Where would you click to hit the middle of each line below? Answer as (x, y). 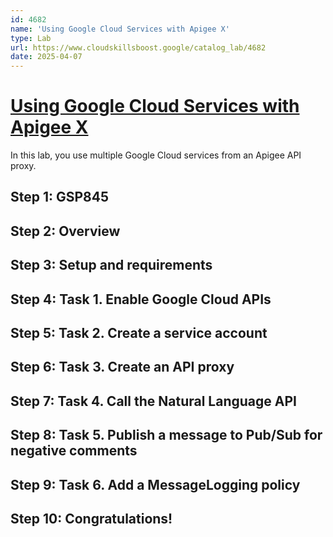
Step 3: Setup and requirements (111, 265)
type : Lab (31, 38)
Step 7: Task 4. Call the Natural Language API (153, 401)
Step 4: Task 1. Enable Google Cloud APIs (141, 299)
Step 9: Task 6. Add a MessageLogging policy (155, 484)
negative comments (74, 451)
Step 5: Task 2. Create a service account (139, 333)
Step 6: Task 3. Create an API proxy (122, 367)
